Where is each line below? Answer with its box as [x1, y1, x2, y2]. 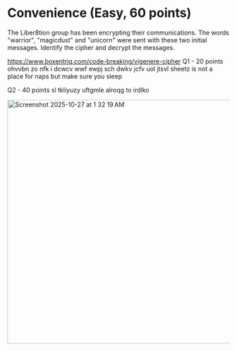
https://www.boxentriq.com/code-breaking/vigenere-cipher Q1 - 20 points [7, 56, 224, 65]
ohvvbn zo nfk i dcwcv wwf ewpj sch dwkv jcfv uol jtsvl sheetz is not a [7, 64, 213, 73]
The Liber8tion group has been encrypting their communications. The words [7, 28, 229, 37]
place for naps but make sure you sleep [7, 72, 122, 81]
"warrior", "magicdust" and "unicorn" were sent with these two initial [7, 35, 207, 44]
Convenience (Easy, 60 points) [7, 5, 192, 21]
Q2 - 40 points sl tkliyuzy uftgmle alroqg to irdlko [7, 85, 150, 94]
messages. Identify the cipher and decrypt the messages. [7, 43, 175, 52]
